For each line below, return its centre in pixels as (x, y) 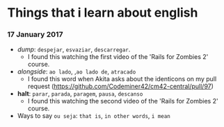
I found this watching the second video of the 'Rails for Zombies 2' (123, 101)
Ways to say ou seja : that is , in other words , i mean (94, 116)
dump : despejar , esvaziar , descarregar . (74, 49)
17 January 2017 (35, 35)
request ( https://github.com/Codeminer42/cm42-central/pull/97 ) (121, 86)
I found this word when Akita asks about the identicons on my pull (122, 79)
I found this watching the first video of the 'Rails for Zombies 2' (118, 57)
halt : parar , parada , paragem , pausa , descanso (80, 94)
